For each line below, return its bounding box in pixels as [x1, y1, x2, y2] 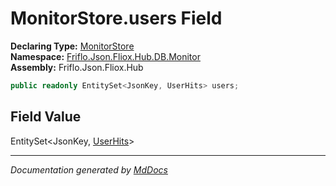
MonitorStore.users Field [10, 7, 223, 30]
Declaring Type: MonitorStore [10, 40, 135, 52]
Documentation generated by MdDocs [10, 163, 168, 176]
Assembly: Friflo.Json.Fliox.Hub [10, 61, 144, 73]
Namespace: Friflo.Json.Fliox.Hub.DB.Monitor [10, 50, 201, 62]
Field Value [10, 108, 82, 126]
